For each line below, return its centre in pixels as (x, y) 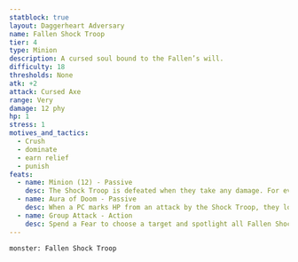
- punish (33, 166)
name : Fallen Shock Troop (57, 34)
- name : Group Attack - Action (75, 215)
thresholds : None (41, 75)
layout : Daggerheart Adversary (67, 26)
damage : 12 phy (37, 108)
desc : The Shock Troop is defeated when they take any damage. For (152, 191)
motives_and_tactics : (49, 133)
